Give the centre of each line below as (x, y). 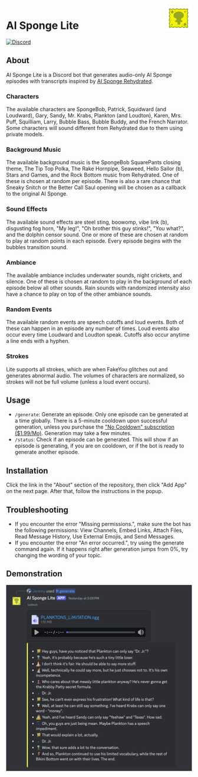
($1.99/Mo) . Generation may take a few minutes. (73, 433)
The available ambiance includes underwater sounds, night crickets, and (94, 275)
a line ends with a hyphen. (38, 341)
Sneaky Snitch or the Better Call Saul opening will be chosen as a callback (96, 188)
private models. (25, 135)
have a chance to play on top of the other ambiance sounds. (79, 294)
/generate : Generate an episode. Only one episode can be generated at (101, 414)
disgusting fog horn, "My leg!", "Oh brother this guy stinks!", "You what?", (95, 228)
